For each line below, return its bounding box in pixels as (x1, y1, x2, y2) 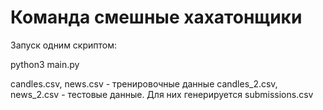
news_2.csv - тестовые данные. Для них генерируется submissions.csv (10, 88, 314, 100)
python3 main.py (10, 58, 80, 70)
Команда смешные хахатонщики (10, 6, 303, 29)
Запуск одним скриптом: (10, 39, 118, 51)
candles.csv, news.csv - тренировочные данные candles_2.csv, (10, 77, 278, 90)
